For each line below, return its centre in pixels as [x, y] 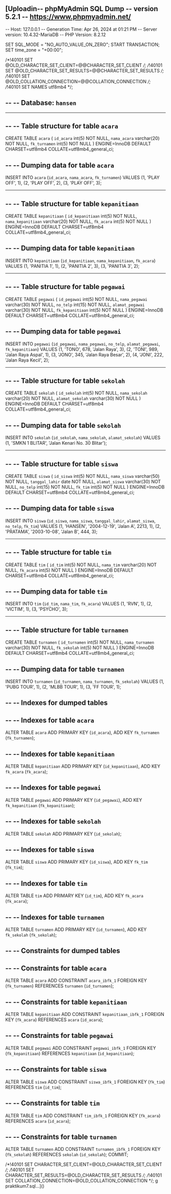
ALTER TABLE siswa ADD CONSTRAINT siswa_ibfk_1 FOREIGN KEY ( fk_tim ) [85, 1082]
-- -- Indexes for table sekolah [53, 821]
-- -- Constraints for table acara [56, 968]
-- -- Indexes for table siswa [50, 850]
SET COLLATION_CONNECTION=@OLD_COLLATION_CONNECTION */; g [82, 1181]
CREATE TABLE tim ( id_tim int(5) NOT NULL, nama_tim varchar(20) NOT [81, 565]
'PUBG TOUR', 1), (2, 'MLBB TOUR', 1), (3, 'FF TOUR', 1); [63, 687]
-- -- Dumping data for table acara [60, 165]
